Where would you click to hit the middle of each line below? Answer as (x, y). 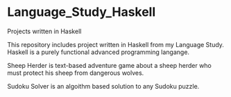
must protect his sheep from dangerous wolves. (76, 73)
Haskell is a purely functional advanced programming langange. (98, 52)
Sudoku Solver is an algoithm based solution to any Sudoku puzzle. (103, 86)
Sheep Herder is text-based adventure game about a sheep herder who (109, 65)
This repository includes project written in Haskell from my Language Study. (115, 44)
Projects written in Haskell (44, 31)
